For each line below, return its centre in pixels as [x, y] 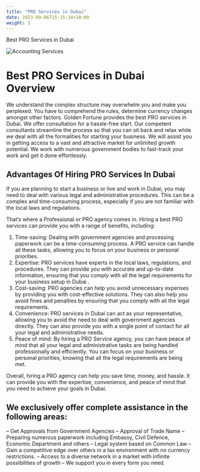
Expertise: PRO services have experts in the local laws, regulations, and [103, 263]
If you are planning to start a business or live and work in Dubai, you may [96, 189]
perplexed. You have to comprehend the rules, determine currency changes [99, 111]
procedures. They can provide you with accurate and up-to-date [94, 269]
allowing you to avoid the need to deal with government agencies [95, 320]
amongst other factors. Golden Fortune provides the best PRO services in [96, 118]
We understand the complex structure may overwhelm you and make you [96, 105]
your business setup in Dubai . [52, 282]
